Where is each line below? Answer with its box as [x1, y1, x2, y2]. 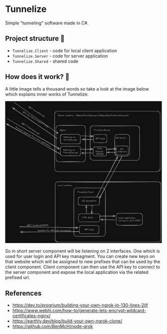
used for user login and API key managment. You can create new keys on [5, 253, 155, 259]
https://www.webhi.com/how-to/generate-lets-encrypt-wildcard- [12, 308, 147, 314]
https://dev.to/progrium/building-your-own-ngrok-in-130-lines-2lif [12, 302, 148, 308]
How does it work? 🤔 [5, 73, 70, 81]
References [5, 289, 42, 297]
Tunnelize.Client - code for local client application [12, 47, 117, 53]
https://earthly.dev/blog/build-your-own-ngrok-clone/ [12, 318, 123, 324]
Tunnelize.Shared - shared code [12, 58, 79, 64]
